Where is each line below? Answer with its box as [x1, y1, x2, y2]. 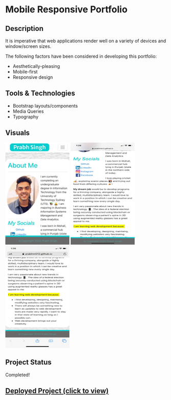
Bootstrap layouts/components [12, 102, 78, 109]
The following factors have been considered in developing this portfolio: [5, 53, 157, 59]
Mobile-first [12, 68, 38, 75]
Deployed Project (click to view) [5, 387, 109, 395]
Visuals [5, 129, 30, 137]
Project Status [5, 358, 52, 367]
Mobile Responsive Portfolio [5, 4, 128, 15]
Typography [12, 113, 39, 119]
